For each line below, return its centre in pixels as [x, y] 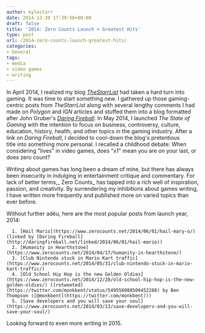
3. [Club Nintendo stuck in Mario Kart [63, 258]
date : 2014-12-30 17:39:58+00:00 [49, 18]
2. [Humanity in [32, 248]
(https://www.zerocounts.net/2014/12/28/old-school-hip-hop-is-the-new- [101, 280]
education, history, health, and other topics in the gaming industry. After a [99, 131]
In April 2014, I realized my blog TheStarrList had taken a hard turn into [95, 92]
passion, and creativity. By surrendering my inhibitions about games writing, [102, 189]
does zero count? [28, 158]
